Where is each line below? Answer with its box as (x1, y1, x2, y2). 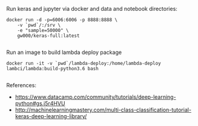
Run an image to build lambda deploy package (6, 48, 122, 56)
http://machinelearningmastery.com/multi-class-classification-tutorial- (15, 106, 192, 113)
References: (6, 82, 36, 88)
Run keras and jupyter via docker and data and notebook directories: (6, 5, 177, 12)
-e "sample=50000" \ (17, 27, 69, 33)
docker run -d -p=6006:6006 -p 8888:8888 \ (6, 17, 118, 23)
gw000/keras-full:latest (17, 33, 80, 39)
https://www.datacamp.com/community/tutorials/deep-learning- (15, 93, 177, 101)
